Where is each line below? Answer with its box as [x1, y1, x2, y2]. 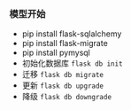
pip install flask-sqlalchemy [21, 28, 122, 39]
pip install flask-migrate [21, 38, 108, 49]
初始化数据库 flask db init [21, 58, 123, 68]
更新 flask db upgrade [21, 80, 104, 90]
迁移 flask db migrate [21, 69, 104, 80]
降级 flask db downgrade [21, 91, 112, 102]
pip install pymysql [21, 47, 90, 59]
